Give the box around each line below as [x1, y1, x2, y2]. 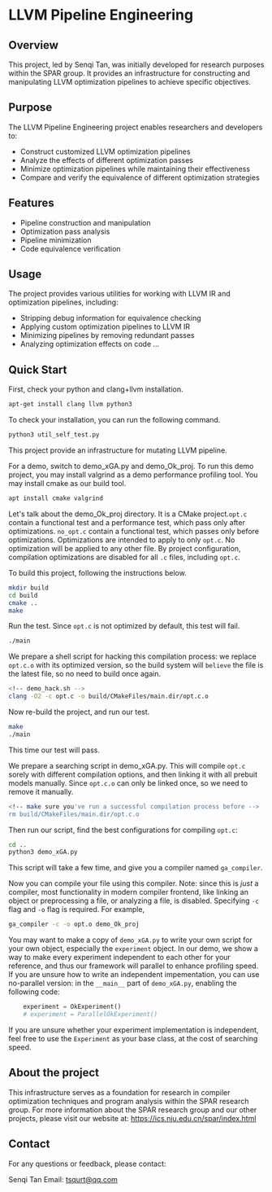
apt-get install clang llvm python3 [8, 401, 132, 409]
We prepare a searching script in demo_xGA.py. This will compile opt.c [8, 760, 246, 770]
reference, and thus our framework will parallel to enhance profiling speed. [8, 961, 259, 971]
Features [8, 196, 54, 210]
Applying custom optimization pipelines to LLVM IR [19, 322, 191, 331]
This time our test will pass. [8, 745, 100, 755]
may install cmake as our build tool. [8, 479, 127, 488]
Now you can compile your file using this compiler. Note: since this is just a [8, 879, 259, 888]
